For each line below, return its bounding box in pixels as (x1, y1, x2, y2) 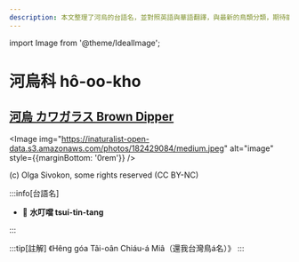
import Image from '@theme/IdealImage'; (9, 37, 160, 48)
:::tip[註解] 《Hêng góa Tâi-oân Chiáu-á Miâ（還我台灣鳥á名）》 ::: (9, 242, 245, 253)
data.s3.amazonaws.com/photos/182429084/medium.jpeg (9, 143, 225, 154)
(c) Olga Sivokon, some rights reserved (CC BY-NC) (9, 170, 199, 180)
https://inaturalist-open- (61, 133, 149, 144)
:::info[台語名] (9, 187, 60, 198)
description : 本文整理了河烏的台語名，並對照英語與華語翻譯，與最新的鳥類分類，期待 (9, 12, 287, 22)
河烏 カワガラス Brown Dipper (9, 109, 174, 124)
